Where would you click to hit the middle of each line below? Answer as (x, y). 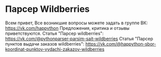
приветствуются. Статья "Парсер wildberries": (54, 33)
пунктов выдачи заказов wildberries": (45, 44)
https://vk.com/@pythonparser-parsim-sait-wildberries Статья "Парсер (79, 39)
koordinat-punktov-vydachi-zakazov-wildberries (55, 49)
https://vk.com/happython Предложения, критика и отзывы (67, 28)
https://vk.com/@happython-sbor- (121, 44)
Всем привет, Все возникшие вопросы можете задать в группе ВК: (77, 23)
